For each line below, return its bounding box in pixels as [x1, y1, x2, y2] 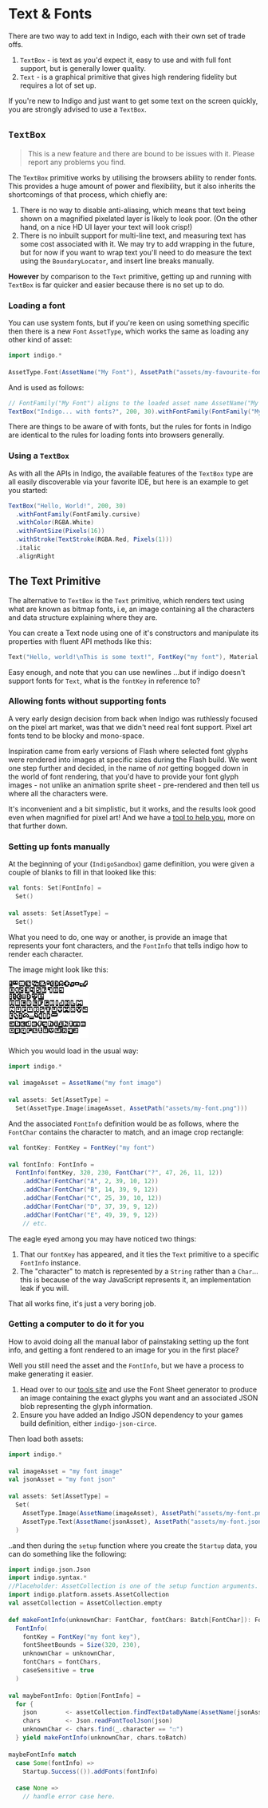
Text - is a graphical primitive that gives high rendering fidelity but [19, 72, 237, 81]
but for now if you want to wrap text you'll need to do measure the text [19, 247, 252, 257]
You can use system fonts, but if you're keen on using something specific [8, 318, 250, 328]
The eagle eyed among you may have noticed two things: [8, 1234, 197, 1243]
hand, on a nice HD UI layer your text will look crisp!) [19, 222, 193, 231]
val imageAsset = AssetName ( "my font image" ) [8, 1079, 162, 1088]
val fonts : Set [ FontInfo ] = [8, 884, 102, 892]
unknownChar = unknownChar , [22, 1649, 116, 1658]
